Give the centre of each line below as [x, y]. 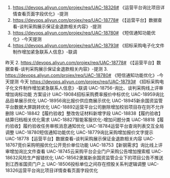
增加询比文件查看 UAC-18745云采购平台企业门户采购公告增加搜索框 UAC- [86, 151]
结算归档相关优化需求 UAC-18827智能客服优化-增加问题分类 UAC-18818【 [82, 120]
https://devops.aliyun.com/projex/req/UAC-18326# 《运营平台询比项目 [87, 7]
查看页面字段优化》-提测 [43, 14]
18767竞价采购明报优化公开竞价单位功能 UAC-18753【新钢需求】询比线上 [82, 145]
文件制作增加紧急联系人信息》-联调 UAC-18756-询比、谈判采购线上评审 [89, 88]
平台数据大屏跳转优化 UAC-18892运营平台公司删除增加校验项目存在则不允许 [85, 107]
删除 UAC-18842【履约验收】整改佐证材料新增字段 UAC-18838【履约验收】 [84, 113]
